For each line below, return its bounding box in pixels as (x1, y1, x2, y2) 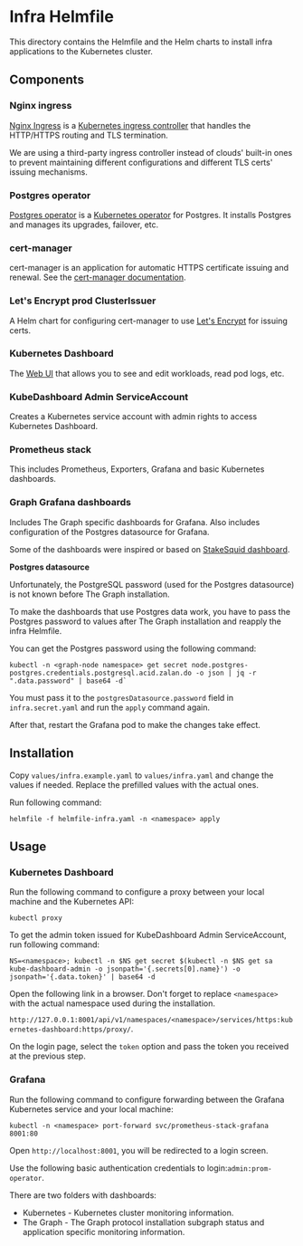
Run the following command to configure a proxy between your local (9, 887, 265, 897)
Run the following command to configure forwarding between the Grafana (9, 1094, 285, 1105)
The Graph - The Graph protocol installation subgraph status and (22, 1216, 265, 1228)
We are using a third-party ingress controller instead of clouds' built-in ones (9, 147, 293, 158)
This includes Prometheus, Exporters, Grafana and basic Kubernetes (9, 464, 265, 474)
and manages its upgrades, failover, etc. (9, 219, 159, 230)
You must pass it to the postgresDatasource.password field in (9, 692, 233, 703)
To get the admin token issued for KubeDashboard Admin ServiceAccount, (9, 930, 287, 941)
